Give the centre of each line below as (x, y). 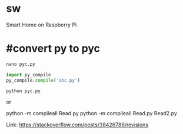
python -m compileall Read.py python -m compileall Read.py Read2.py (92, 113)
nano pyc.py (21, 64)
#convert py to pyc (53, 48)
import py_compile (29, 75)
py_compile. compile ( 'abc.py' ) (43, 80)
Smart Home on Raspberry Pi (41, 25)
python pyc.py (24, 91)
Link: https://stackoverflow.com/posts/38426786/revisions (77, 125)
